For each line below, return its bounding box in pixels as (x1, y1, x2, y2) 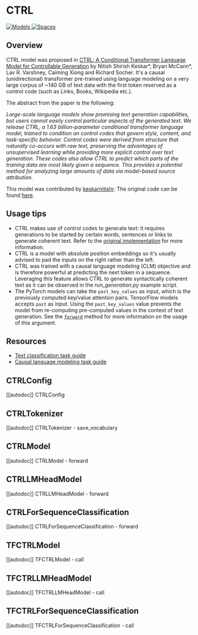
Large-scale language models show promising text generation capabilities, (6, 110, 189, 118)
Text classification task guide (14, 352, 86, 359)
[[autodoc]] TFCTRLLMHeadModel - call (6, 589, 105, 596)
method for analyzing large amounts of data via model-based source (6, 167, 176, 174)
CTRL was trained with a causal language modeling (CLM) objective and (14, 262, 191, 269)
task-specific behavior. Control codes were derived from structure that (6, 136, 179, 143)
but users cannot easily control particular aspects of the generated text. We (6, 117, 192, 124)
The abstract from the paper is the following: (6, 99, 115, 106)
